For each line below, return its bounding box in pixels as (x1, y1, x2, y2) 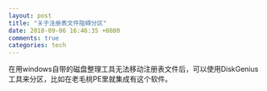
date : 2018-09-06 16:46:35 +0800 (8, 26, 121, 34)
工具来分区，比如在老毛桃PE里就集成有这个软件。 (8, 74, 173, 84)
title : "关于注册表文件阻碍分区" (8, 19, 107, 27)
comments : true (8, 34, 60, 42)
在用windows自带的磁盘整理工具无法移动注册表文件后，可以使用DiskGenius (8, 65, 259, 74)
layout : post (8, 11, 52, 20)
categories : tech (8, 42, 67, 49)
